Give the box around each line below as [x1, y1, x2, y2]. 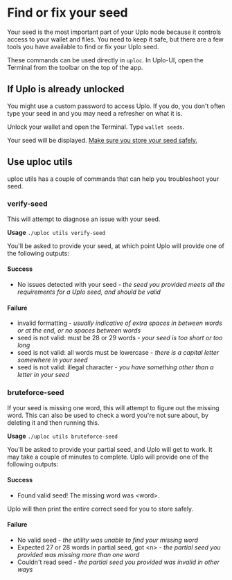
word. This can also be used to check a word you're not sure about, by [7, 411, 209, 419]
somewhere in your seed [17, 355, 88, 364]
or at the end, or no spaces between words [17, 326, 141, 335]
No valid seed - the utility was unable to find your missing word [17, 536, 199, 544]
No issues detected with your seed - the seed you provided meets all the [17, 281, 225, 289]
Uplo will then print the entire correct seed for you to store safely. [7, 504, 194, 513]
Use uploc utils [7, 156, 73, 168]
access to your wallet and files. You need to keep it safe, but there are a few [7, 35, 224, 43]
